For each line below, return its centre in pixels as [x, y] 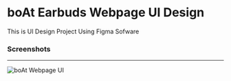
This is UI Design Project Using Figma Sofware [73, 31]
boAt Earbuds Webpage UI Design [106, 13]
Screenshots [29, 49]
